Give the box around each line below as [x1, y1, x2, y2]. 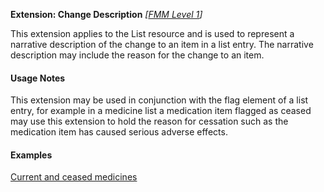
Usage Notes [10, 72, 66, 84]
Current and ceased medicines [10, 171, 138, 183]
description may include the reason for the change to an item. [10, 49, 265, 61]
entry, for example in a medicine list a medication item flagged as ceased [10, 105, 312, 117]
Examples [10, 149, 53, 161]
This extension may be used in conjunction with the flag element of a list [10, 94, 309, 106]
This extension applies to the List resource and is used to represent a [10, 28, 295, 39]
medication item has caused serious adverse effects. [10, 126, 228, 138]
